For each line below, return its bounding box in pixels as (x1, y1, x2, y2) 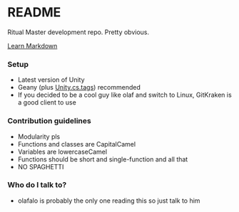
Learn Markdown (7, 41, 58, 50)
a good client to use (17, 98, 76, 107)
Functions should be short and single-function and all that (17, 154, 188, 164)
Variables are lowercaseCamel (17, 147, 108, 156)
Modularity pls (17, 132, 61, 141)
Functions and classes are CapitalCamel (17, 139, 136, 148)
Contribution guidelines (7, 116, 91, 126)
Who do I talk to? (7, 180, 67, 190)
